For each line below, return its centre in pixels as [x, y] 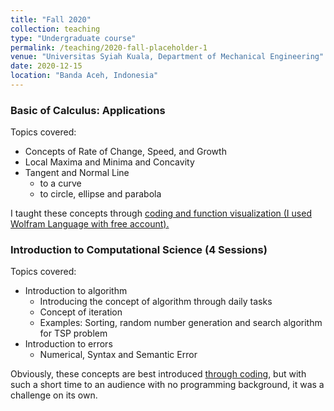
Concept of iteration [81, 312]
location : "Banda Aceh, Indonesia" [84, 76]
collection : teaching [55, 29]
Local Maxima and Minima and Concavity [109, 162]
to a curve [60, 183]
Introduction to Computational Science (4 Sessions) [139, 250]
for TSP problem [73, 333]
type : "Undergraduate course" [73, 38]
